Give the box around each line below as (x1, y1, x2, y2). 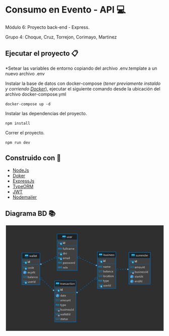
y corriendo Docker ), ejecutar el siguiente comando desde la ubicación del (5, 85, 160, 91)
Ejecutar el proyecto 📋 (5, 49, 79, 58)
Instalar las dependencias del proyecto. (5, 110, 87, 116)
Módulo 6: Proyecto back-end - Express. (5, 24, 90, 30)
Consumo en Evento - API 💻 (5, 4, 126, 16)
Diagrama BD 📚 (5, 209, 56, 218)
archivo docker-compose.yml (5, 91, 67, 97)
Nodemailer (12, 194, 37, 200)
